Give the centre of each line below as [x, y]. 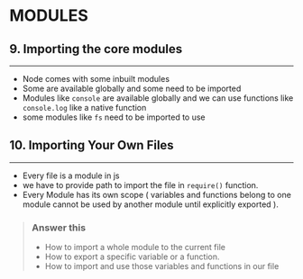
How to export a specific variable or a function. [132, 256]
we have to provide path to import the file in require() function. [140, 184]
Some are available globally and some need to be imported [132, 88]
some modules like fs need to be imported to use [114, 117]
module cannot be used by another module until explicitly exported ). [151, 204]
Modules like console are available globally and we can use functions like [158, 98]
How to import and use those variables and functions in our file [162, 266]
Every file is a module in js [71, 175]
